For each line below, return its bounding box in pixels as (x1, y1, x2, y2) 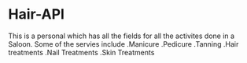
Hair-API (8, 5, 65, 23)
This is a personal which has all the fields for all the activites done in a (8, 31, 234, 40)
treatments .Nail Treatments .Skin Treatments (8, 47, 155, 57)
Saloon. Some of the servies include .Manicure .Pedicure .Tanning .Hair (8, 39, 239, 48)
